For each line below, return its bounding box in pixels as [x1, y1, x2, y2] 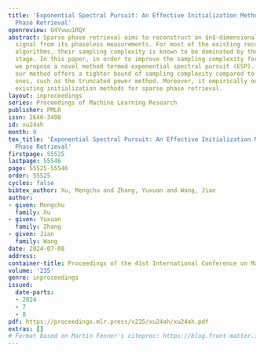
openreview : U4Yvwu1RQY [8, 26, 86, 34]
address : [8, 252, 37, 259]
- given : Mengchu [8, 201, 65, 209]
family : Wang [15, 238, 58, 245]
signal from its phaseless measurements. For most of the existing [15, 41, 241, 49]
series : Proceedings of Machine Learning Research [8, 99, 178, 107]
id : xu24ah [8, 121, 44, 129]
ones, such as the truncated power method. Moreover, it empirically [15, 77, 247, 85]
